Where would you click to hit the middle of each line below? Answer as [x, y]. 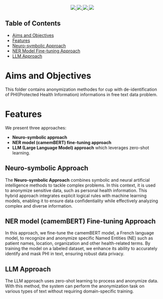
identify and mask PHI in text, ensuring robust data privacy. [65, 254]
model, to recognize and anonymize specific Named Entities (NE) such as [79, 238]
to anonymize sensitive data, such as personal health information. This [76, 190]
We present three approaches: [36, 128]
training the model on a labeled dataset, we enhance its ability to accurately [81, 249]
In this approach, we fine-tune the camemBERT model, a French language [80, 233]
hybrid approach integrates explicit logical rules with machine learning [76, 195]
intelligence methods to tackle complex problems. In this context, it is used [80, 185]
